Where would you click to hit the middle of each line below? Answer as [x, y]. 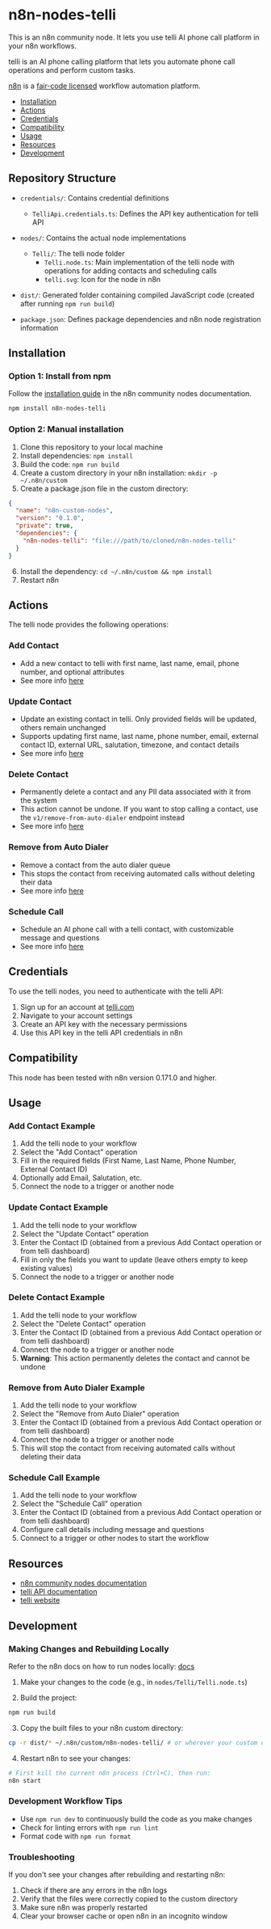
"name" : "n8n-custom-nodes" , [65, 511]
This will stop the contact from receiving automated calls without [127, 1448]
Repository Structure [63, 178]
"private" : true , [45, 526]
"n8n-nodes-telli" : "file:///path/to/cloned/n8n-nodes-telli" [129, 540]
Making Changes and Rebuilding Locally [89, 1648]
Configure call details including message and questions [112, 1530]
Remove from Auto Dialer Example [77, 1387]
